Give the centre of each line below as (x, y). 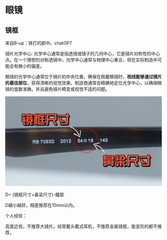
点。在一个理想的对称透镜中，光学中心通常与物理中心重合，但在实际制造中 (81, 60)
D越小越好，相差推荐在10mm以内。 (41, 205)
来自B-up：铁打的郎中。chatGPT (39, 43)
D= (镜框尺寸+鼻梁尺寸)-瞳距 (35, 194)
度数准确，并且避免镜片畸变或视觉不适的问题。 (62, 89)
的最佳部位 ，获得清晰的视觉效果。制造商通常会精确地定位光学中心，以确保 (81, 83)
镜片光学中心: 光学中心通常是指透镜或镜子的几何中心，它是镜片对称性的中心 (83, 54)
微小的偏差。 (31, 66)
